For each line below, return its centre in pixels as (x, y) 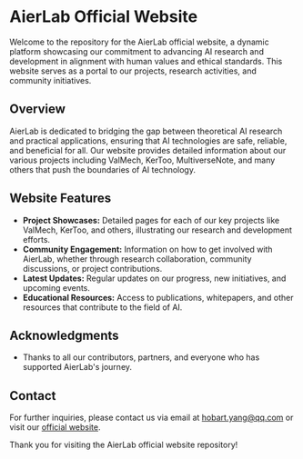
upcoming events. (56, 287)
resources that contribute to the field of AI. (102, 307)
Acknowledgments (65, 335)
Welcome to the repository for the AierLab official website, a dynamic (140, 42)
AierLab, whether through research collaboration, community (137, 259)
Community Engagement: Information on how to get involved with (147, 249)
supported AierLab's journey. (77, 367)
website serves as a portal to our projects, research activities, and (133, 71)
